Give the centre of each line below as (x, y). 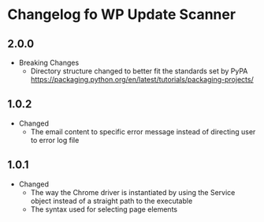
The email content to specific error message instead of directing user (143, 131)
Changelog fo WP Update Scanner (122, 15)
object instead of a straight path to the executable (112, 201)
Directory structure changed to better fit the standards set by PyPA (139, 71)
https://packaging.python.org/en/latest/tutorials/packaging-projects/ (142, 79)
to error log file (55, 140)
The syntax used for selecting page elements (104, 209)
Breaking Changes (49, 62)
